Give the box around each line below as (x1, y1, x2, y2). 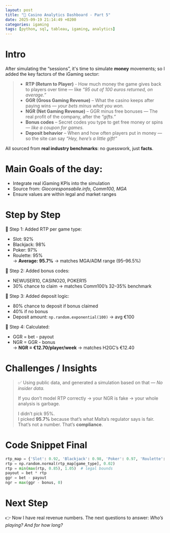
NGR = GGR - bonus (12, 339, 56, 345)
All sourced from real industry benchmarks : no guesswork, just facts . (5, 146, 154, 152)
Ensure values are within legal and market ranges (12, 191, 116, 197)
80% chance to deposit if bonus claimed (12, 303, 99, 309)
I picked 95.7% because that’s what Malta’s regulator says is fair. (17, 416, 155, 422)
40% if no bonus (12, 308, 48, 314)
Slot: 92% (12, 236, 34, 242)
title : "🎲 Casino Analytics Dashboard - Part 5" (5, 12, 111, 17)
